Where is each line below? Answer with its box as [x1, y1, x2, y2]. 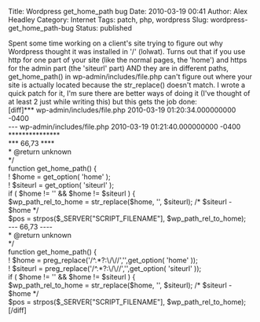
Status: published [75, 24, 132, 32]
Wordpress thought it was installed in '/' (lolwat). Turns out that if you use [8, 47, 246, 56]
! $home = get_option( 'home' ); [8, 172, 112, 181]
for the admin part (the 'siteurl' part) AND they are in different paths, [8, 64, 229, 73]
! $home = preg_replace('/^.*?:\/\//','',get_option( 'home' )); [8, 255, 198, 265]
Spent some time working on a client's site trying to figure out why [8, 38, 224, 48]
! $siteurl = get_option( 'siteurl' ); [8, 181, 115, 189]
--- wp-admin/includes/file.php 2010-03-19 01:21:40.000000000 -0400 [8, 122, 241, 131]
